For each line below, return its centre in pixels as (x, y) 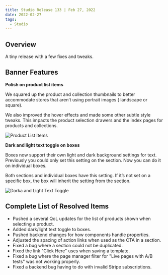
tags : (11, 19)
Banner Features (32, 72)
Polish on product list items (34, 84)
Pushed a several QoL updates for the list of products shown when (81, 218)
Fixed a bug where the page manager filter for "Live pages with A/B (82, 256)
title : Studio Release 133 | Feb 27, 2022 (50, 10)
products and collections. (31, 125)
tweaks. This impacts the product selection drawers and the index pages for (84, 120)
